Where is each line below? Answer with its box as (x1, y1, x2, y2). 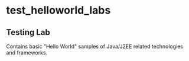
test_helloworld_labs (6, 4, 111, 17)
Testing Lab (6, 27, 50, 37)
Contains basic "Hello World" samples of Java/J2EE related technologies (6, 43, 183, 50)
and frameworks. (6, 49, 48, 56)
